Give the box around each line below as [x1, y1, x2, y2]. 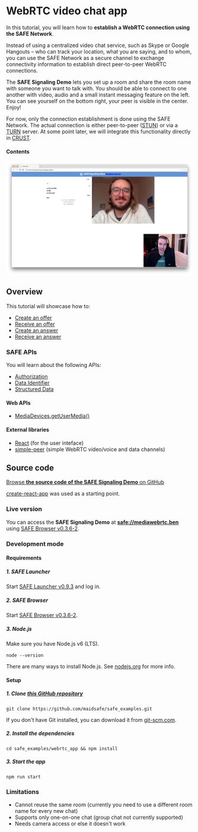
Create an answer [14, 326, 58, 334]
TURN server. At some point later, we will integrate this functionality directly [6, 128, 191, 135]
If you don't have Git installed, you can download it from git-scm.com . [6, 716, 177, 723]
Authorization [14, 373, 49, 380]
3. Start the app [6, 758, 46, 765]
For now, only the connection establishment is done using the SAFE [6, 115, 171, 123]
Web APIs [6, 399, 31, 406]
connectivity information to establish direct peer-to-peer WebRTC [6, 61, 167, 68]
